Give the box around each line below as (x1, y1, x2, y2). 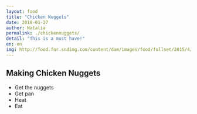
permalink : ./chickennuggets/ (6, 30, 80, 36)
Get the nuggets (14, 84, 54, 91)
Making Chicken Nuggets (6, 68, 101, 78)
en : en (6, 42, 22, 47)
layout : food (6, 8, 38, 15)
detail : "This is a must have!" (6, 36, 85, 42)
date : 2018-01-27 (6, 19, 49, 25)
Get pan (14, 90, 34, 97)
